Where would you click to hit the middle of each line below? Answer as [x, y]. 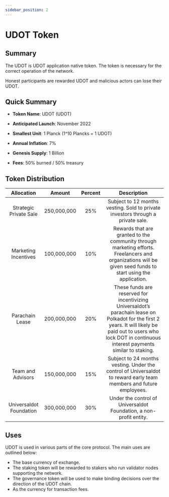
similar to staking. [133, 350]
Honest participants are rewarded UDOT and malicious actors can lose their [83, 81]
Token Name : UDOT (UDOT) [42, 114]
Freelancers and [133, 254]
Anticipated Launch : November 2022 [52, 124]
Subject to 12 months [133, 201]
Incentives [24, 257]
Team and [23, 371]
